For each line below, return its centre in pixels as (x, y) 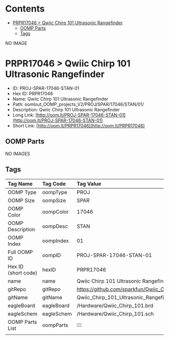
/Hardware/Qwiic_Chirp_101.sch (115, 314)
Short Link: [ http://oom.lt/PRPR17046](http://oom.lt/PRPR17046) (78, 125)
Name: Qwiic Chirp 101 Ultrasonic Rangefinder (60, 99)
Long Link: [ (25, 115)
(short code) (23, 273)
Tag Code (54, 183)
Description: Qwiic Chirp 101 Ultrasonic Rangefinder (66, 109)
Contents (25, 9)
